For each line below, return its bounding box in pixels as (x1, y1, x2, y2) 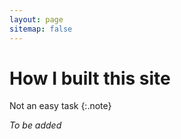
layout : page (9, 14, 64, 25)
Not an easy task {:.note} (9, 100, 112, 112)
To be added (9, 119, 62, 131)
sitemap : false (9, 24, 73, 34)
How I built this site (9, 67, 171, 90)
